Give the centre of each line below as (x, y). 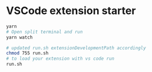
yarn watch (19, 37)
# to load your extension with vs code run (60, 59)
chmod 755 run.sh (27, 53)
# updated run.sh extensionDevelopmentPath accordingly (76, 48)
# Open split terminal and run (44, 32)
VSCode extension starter (71, 11)
